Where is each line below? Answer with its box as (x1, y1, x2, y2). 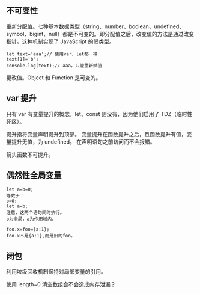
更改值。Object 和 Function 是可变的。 (6, 74, 102, 81)
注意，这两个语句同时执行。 (6, 210, 65, 216)
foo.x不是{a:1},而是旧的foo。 (6, 233, 76, 239)
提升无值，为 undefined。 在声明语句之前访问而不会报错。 (11, 138, 156, 145)
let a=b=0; (6, 186, 34, 192)
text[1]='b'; (6, 56, 39, 62)
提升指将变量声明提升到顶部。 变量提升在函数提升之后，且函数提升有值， (6, 130, 187, 138)
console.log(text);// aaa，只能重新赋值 (6, 63, 103, 69)
